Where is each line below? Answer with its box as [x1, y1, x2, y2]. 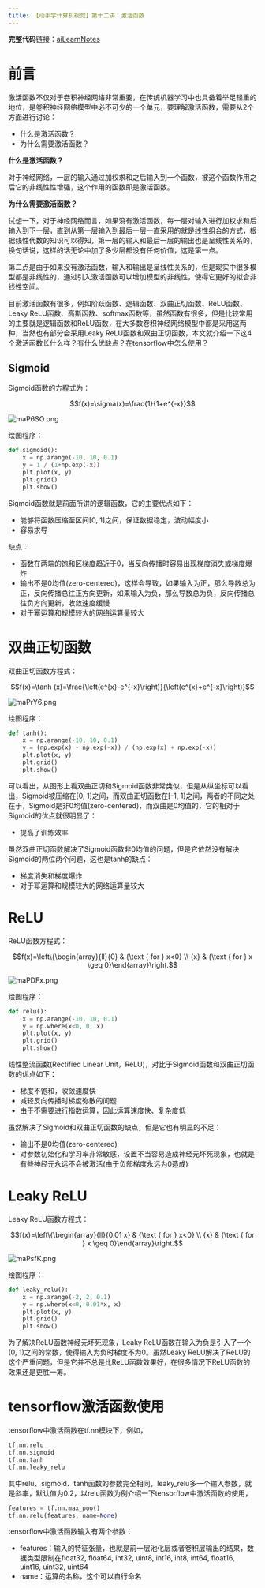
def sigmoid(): [8, 447, 58, 455]
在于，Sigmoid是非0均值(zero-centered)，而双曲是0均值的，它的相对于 [8, 800, 241, 810]
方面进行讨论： [8, 112, 57, 122]
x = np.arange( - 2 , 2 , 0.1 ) [22, 1293, 111, 1301]
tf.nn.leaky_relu [8, 1463, 65, 1471]
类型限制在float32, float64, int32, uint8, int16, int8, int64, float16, [26, 1553, 235, 1563]
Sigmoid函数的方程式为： [8, 384, 91, 393]
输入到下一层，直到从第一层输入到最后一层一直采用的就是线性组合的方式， [8, 226, 250, 235]
